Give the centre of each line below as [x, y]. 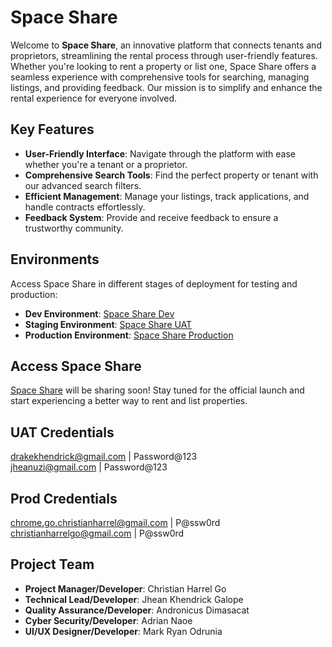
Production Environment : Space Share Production [129, 335]
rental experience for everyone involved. [93, 98]
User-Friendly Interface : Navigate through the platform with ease [160, 153]
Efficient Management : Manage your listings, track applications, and [167, 196]
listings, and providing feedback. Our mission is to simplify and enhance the [166, 87]
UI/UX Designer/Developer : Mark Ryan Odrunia [123, 631]
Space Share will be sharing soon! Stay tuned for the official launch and [157, 390]
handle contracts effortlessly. [85, 207]
